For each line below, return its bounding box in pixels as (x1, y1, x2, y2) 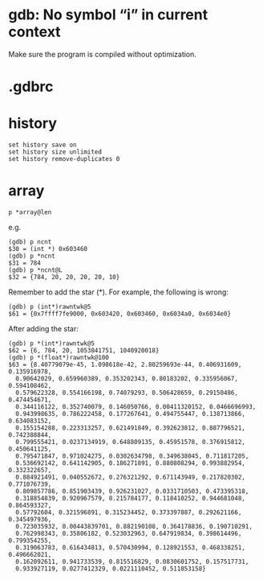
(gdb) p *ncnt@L (8, 266, 63, 274)
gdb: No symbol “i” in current (8, 6, 208, 24)
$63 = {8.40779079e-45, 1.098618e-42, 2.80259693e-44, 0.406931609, (8, 360, 242, 368)
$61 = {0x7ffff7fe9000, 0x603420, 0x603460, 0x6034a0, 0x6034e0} (8, 310, 231, 318)
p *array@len (8, 208, 52, 216)
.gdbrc (8, 78, 54, 96)
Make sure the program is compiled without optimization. (8, 49, 196, 59)
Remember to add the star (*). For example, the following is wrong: (8, 287, 229, 297)
